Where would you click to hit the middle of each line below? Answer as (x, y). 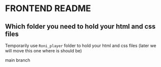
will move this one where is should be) (43, 51)
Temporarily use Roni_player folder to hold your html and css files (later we (81, 46)
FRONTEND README (48, 8)
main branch (18, 60)
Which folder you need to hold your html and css (80, 26)
